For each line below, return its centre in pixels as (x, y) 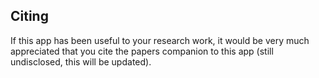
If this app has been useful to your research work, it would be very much (160, 40)
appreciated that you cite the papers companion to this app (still (142, 51)
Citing (29, 16)
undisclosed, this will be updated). (81, 61)
